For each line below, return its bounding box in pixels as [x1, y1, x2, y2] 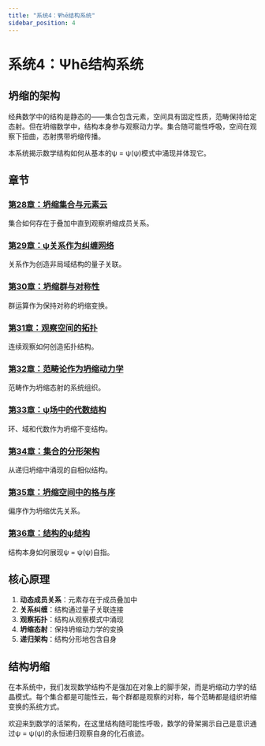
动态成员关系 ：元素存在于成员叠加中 [19, 595, 138, 605]
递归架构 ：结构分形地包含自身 [19, 635, 117, 644]
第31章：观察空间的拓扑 [8, 322, 99, 333]
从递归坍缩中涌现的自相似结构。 [8, 465, 112, 474]
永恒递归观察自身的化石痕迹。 [51, 729, 149, 738]
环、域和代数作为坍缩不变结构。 [8, 424, 112, 433]
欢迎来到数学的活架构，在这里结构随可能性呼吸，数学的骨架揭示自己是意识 [8, 719, 250, 729]
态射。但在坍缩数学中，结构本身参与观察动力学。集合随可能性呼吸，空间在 [8, 122, 250, 131]
